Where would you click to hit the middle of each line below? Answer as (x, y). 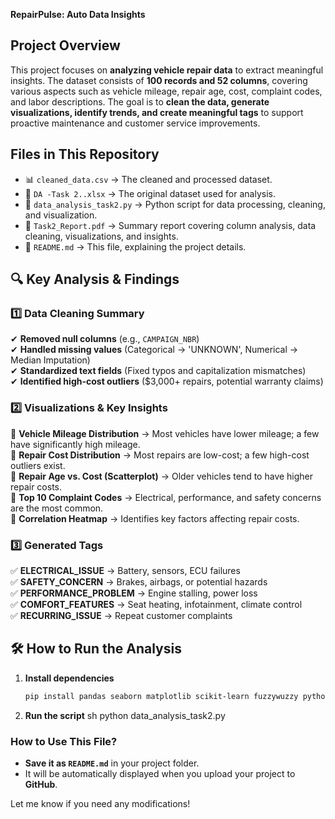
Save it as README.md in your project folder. (112, 763)
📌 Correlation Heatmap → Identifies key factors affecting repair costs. (155, 518)
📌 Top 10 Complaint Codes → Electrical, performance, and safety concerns (166, 497)
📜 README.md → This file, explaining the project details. (135, 246)
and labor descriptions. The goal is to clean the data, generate (140, 101)
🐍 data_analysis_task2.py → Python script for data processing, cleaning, (175, 204)
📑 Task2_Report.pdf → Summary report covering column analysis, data (170, 225)
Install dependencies (69, 678)
